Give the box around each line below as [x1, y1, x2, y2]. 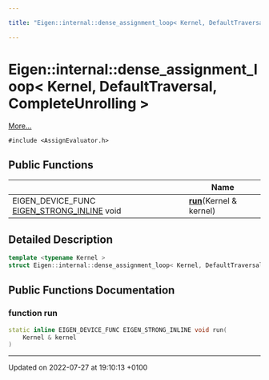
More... [8, 121, 32, 131]
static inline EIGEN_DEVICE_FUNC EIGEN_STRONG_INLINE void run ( [8, 325, 227, 334]
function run [8, 308, 58, 319]
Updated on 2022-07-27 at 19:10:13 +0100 [8, 362, 148, 373]
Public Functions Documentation [8, 284, 175, 297]
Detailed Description [8, 232, 114, 246]
